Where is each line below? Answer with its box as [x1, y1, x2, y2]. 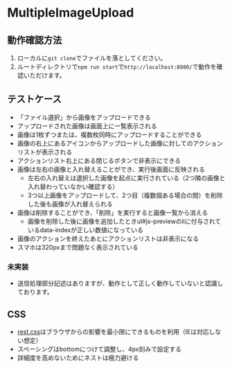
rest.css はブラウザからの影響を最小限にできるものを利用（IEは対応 [17, 327, 209, 335]
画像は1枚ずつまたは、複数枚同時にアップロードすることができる [17, 130, 202, 139]
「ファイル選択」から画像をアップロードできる [17, 113, 151, 121]
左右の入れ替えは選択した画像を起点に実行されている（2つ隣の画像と [27, 173, 226, 182]
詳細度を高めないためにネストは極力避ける [17, 353, 139, 362]
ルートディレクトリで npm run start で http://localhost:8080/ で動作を [17, 62, 217, 71]
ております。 [17, 288, 53, 296]
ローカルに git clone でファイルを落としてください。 [17, 54, 167, 62]
